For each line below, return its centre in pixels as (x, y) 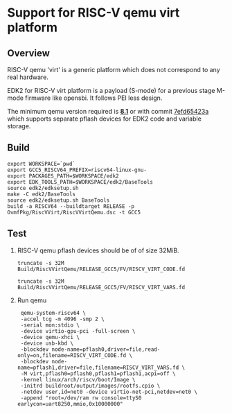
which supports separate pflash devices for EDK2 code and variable (105, 119)
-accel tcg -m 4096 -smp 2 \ (63, 319)
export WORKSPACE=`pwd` (42, 164)
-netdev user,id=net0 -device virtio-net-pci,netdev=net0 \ (109, 392)
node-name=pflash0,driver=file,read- (106, 349)
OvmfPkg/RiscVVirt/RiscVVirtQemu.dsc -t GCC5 (74, 212)
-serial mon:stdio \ (50, 325)
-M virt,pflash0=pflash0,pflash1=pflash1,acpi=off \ (98, 373)
